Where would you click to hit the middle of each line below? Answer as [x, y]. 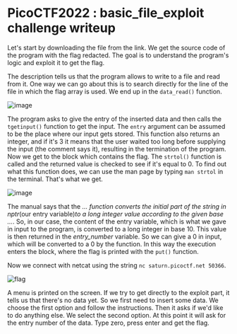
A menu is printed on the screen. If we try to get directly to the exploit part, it [119, 292]
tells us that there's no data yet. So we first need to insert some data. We [113, 300]
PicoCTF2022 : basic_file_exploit [106, 13]
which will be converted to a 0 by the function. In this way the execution [112, 244]
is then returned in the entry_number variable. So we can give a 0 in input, [115, 236]
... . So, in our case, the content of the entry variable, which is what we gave [117, 221]
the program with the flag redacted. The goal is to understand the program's [118, 55]
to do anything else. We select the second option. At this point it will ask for [117, 315]
